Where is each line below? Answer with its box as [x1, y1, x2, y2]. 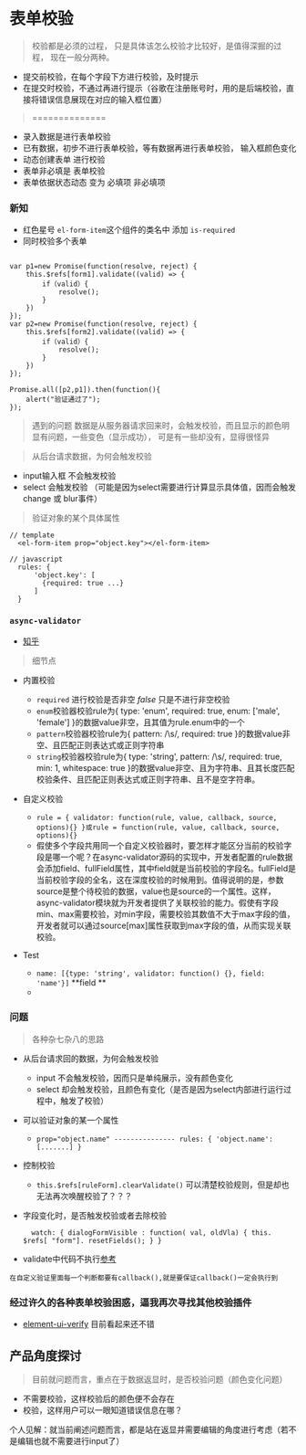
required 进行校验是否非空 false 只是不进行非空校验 [36, 693, 230, 704]
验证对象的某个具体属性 [31, 512, 120, 523]
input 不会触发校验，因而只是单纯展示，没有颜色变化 [36, 1072, 234, 1083]
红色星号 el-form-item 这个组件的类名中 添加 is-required [22, 225, 236, 236]
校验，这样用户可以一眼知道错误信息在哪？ [22, 1404, 183, 1416]
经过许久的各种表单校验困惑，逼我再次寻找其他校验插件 [9, 1296, 252, 1309]
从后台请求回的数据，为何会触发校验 [22, 1052, 159, 1064]
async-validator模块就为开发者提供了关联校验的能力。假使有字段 [36, 897, 280, 908]
